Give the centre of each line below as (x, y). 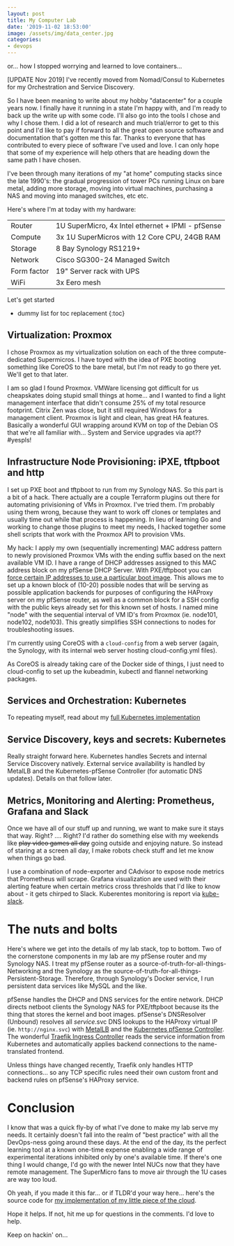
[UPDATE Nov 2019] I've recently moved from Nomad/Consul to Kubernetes (116, 80)
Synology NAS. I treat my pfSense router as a (72, 964)
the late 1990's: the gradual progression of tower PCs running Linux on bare (116, 181)
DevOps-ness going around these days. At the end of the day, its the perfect (117, 1142)
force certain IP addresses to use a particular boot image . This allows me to (116, 577)
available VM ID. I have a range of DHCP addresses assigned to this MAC (112, 563)
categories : (24, 40)
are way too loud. (32, 1179)
